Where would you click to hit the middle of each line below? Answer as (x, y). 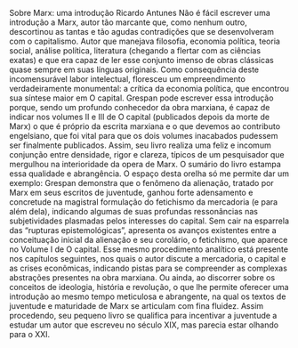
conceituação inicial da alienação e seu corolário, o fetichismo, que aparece (149, 240)
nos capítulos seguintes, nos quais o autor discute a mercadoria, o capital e (148, 259)
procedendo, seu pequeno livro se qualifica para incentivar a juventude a (143, 316)
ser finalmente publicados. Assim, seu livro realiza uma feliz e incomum (140, 145)
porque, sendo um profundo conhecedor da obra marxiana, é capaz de (140, 107)
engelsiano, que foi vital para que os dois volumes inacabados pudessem (144, 136)
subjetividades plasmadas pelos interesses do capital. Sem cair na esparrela (149, 221)
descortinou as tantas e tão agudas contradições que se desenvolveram (141, 32)
